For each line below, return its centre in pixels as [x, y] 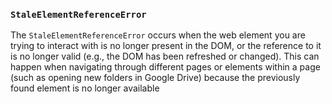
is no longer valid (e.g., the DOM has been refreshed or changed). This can [165, 56]
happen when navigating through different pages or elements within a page [165, 67]
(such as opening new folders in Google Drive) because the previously [155, 78]
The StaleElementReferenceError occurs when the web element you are [158, 35]
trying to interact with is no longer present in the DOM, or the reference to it [166, 46]
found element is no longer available [85, 88]
